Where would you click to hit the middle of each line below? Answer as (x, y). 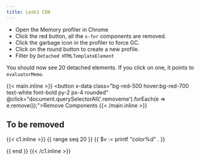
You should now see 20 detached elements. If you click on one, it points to (100, 67)
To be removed (35, 125)
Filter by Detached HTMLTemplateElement (65, 55)
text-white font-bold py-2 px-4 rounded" (57, 92)
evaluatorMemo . (25, 74)
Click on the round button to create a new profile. (77, 49)
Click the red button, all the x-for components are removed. (91, 36)
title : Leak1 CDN (28, 12)
